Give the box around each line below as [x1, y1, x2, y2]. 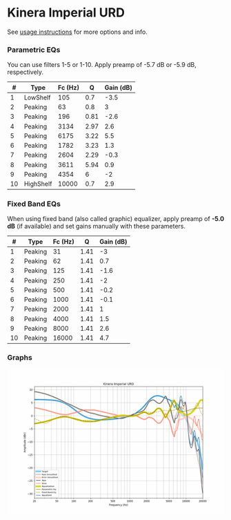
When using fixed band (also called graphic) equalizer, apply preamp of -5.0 [7, 215, 225, 223]
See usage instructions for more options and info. [7, 28, 148, 36]
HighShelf [23, 180, 52, 188]
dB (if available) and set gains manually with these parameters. [7, 222, 186, 231]
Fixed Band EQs [7, 199, 61, 209]
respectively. [7, 68, 43, 77]
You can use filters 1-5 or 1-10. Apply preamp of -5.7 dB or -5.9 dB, [7, 61, 197, 69]
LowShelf [23, 93, 51, 102]
